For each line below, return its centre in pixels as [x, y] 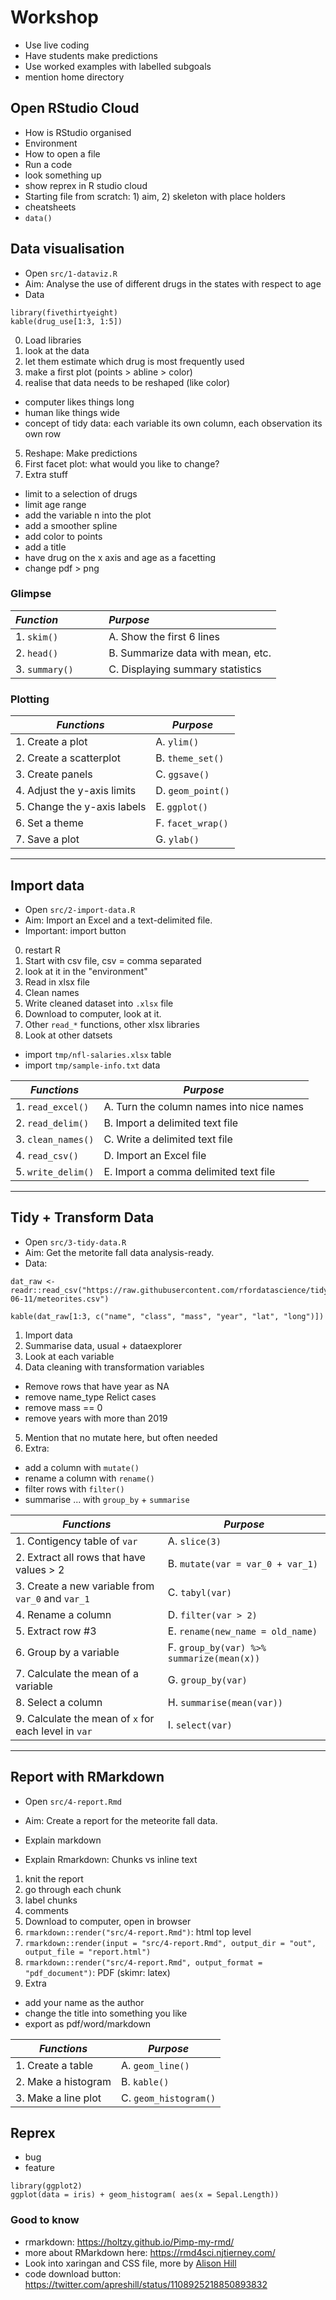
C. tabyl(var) [199, 1592]
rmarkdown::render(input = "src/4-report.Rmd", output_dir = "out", [170, 1943]
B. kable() [145, 2081]
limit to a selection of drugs [81, 493]
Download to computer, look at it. [93, 1013]
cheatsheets [50, 207]
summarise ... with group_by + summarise [107, 1499]
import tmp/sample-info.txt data [92, 1065]
